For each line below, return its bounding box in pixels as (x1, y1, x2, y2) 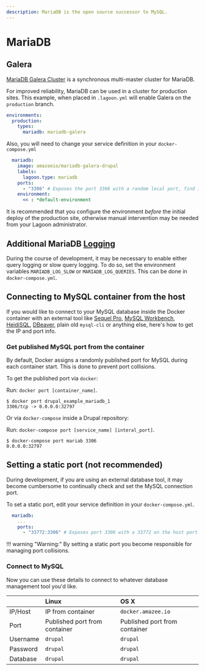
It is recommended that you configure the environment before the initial (6, 208, 186, 215)
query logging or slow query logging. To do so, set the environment (6, 261, 176, 268)
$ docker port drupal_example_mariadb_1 (6, 399, 111, 405)
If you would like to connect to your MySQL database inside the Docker (6, 308, 185, 315)
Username (9, 634, 40, 643)
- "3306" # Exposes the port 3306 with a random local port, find (22, 185, 195, 192)
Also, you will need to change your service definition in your (6, 140, 157, 147)
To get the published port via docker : (6, 375, 99, 382)
